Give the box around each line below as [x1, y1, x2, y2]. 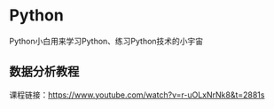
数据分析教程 [9, 64, 80, 80]
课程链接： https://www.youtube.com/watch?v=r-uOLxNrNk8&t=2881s [9, 90, 265, 100]
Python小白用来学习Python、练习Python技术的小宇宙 [9, 35, 204, 46]
